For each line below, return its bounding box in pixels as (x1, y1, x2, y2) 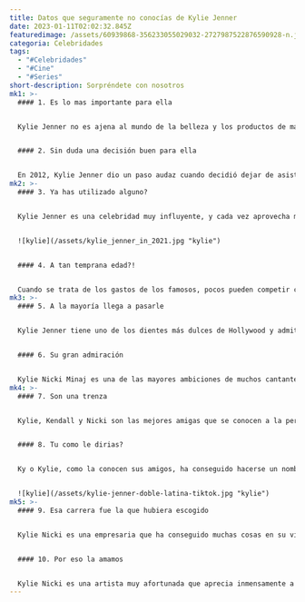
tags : (9, 47, 30, 56)
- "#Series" (17, 73, 64, 82)
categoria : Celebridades (9, 38, 103, 48)
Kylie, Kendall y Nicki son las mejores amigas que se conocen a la (17, 416, 282, 425)
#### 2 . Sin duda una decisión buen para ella (17, 146, 197, 155)
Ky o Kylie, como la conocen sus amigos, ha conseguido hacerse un (17, 465, 279, 474)
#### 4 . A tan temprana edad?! (17, 261, 136, 270)
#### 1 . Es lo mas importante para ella (17, 97, 172, 107)
